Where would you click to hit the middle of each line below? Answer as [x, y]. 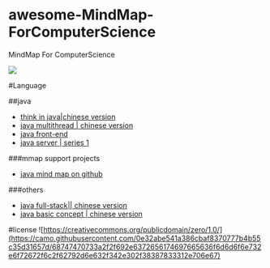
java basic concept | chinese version [81, 214]
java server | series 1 [54, 143]
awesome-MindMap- [81, 15]
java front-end [44, 134]
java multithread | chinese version [77, 125]
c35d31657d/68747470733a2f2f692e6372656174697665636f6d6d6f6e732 [135, 247]
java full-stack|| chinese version [74, 205]
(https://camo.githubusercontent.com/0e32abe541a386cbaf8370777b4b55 [135, 238]
